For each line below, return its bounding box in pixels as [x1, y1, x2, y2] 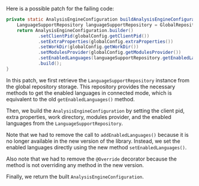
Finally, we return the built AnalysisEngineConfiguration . [6, 173, 144, 180]
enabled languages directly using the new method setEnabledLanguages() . [6, 143, 187, 150]
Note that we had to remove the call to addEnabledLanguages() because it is [6, 131, 189, 138]
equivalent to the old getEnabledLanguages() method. [6, 95, 135, 102]
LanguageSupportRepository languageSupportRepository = [17, 22, 158, 28]
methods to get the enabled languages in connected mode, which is [6, 89, 172, 97]
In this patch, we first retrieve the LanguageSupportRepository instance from [6, 76, 190, 84]
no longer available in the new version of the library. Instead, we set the [6, 137, 181, 145]
